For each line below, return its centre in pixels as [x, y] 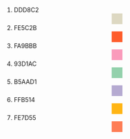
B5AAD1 [25, 82]
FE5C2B [25, 28]
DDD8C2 [26, 10]
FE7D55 [25, 118]
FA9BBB [25, 46]
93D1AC [25, 64]
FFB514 [24, 100]
